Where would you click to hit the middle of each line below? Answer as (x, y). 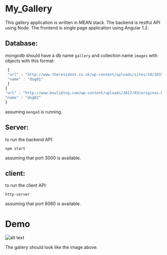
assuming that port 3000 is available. (43, 158)
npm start (15, 148)
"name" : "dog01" (25, 79)
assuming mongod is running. (34, 112)
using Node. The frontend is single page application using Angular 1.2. (77, 27)
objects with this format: (30, 61)
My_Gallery (29, 9)
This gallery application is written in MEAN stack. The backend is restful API (83, 22)
